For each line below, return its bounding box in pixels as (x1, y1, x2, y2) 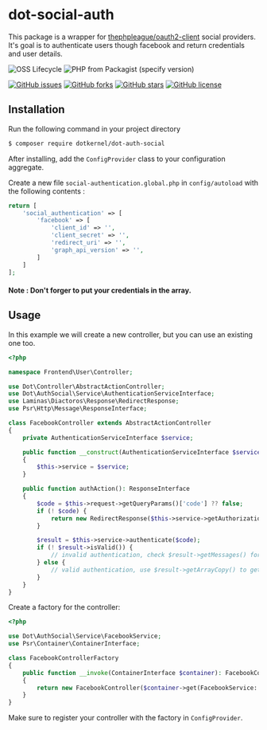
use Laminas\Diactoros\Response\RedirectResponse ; (8, 397, 180, 406)
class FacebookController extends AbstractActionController (8, 419, 212, 427)
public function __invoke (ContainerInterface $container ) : (22, 669, 222, 677)
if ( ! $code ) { (37, 507, 87, 515)
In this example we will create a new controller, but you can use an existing (8, 329, 253, 339)
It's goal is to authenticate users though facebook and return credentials (8, 40, 245, 49)
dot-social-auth (8, 6, 115, 24)
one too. (8, 338, 36, 347)
